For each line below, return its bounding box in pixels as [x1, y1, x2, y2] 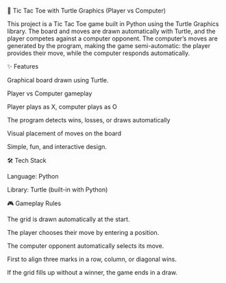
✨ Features [7, 63, 39, 70]
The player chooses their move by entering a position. [7, 229, 160, 236]
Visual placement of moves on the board [7, 129, 122, 137]
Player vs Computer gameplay [7, 89, 92, 98]
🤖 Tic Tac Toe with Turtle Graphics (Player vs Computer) [7, 7, 166, 14]
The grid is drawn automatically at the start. [7, 215, 130, 223]
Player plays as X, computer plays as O [7, 103, 118, 111]
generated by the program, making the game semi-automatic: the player [7, 42, 211, 49]
